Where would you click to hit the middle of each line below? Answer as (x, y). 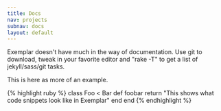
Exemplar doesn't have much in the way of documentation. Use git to (105, 52)
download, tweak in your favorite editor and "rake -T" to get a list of (103, 60)
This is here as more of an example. (58, 80)
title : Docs (24, 13)
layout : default (30, 33)
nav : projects (27, 20)
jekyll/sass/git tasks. (36, 66)
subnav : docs (26, 26)
